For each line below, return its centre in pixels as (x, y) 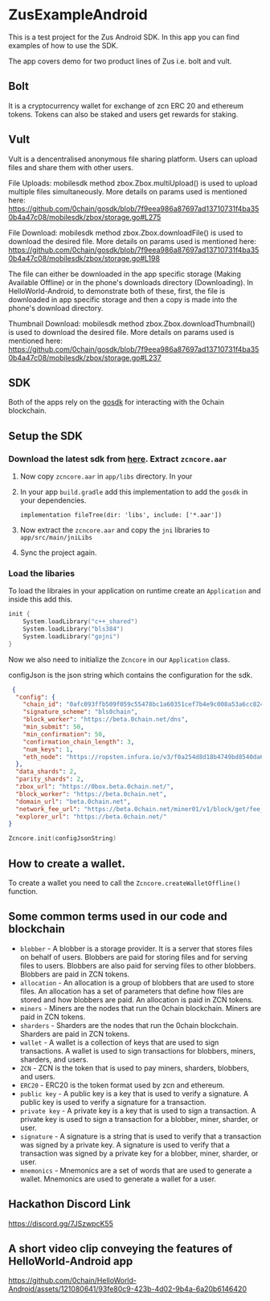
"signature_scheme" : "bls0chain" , (80, 712)
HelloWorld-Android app (71, 1261)
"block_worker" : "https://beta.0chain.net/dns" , (106, 720)
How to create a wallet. (67, 864)
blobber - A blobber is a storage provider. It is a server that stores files (136, 948)
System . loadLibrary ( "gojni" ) (72, 636)
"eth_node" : (43, 757)
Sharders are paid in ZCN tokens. (75, 1034)
